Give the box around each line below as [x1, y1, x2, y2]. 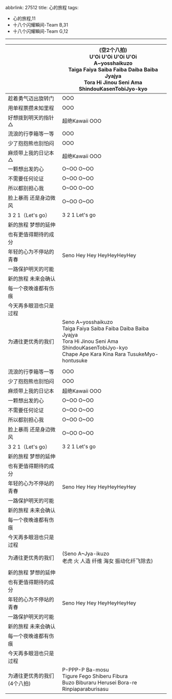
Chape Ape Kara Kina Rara [62, 351, 126, 358]
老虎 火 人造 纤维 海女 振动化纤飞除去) [62, 557, 154, 565]
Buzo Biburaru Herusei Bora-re [62, 679, 137, 686]
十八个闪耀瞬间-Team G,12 [12, 28, 69, 34]
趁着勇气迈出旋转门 [8, 95, 55, 102]
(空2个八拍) [99, 47, 127, 53]
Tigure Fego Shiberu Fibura [62, 673, 128, 679]
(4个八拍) [8, 680, 31, 687]
